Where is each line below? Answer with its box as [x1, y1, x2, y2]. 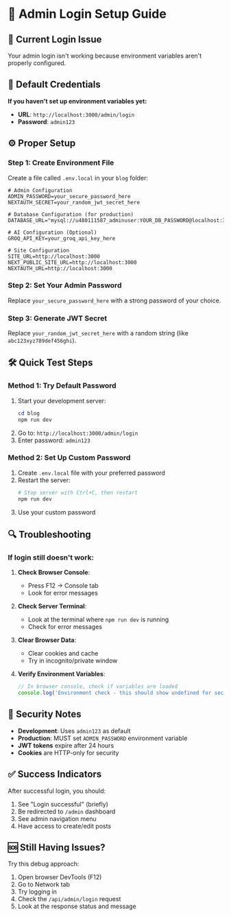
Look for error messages [27, 589, 98, 597]
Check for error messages [27, 623, 102, 631]
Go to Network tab [17, 881, 71, 889]
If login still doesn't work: [8, 552, 95, 562]
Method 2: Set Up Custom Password [8, 453, 131, 462]
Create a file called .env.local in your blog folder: [8, 174, 149, 182]
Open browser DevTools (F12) [17, 873, 102, 881]
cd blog [17, 409, 40, 417]
